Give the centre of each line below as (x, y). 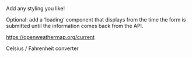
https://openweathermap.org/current (50, 37)
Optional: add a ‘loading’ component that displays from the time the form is (96, 19)
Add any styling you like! (36, 8)
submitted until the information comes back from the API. (75, 26)
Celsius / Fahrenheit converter (42, 48)
